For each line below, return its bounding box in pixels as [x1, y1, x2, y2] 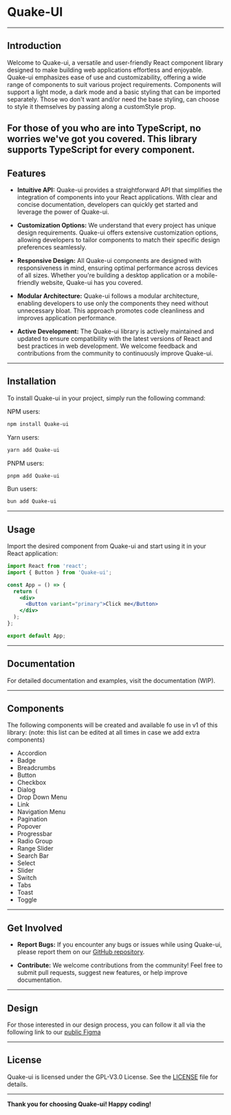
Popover [16, 822, 41, 831]
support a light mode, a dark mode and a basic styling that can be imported [7, 88, 221, 96]
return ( [13, 588, 38, 595]
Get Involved [7, 922, 63, 934]
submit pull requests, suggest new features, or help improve [16, 969, 188, 977]
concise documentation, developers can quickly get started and [16, 200, 198, 208]
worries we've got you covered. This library [7, 133, 198, 145]
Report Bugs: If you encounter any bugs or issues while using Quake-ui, [16, 940, 222, 949]
